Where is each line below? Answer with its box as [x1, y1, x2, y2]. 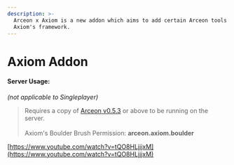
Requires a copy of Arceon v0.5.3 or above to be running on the [24, 106, 209, 114]
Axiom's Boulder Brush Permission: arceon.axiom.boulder [24, 128, 195, 137]
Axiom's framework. [13, 23, 71, 30]
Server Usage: [7, 77, 50, 86]
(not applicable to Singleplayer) [7, 93, 99, 101]
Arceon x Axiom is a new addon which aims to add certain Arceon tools [13, 17, 228, 24]
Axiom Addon [7, 53, 89, 70]
